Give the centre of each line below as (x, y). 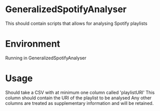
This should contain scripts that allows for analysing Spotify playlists (76, 23)
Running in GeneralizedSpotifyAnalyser (46, 58)
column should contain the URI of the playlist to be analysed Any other (78, 98)
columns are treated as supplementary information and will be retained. (79, 103)
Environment (33, 44)
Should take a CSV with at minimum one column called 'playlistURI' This (80, 92)
